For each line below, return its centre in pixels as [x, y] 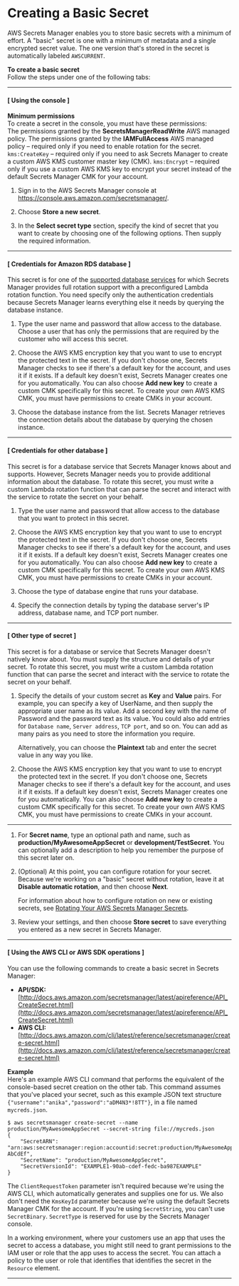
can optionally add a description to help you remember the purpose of [121, 850]
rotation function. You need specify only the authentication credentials [111, 295]
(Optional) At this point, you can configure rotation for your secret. [115, 871]
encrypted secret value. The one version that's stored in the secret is [108, 48]
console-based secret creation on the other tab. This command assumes [114, 1087]
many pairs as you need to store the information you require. [106, 734]
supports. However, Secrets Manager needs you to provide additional [109, 474]
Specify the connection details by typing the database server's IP [113, 605]
